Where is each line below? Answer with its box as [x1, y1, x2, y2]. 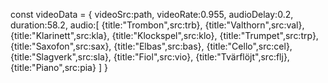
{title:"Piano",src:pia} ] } [10, 62, 108, 73]
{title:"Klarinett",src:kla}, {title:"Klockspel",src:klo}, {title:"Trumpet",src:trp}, [10, 30, 319, 41]
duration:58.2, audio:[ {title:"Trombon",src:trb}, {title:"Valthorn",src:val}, [10, 19, 305, 31]
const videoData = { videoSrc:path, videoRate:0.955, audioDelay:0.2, [10, 9, 294, 20]
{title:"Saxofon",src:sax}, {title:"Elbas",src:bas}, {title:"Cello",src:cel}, [10, 40, 293, 52]
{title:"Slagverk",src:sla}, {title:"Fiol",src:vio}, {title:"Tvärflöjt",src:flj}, [10, 51, 290, 63]
